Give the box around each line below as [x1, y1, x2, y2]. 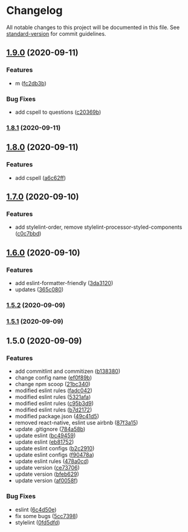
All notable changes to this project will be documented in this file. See [6, 24, 180, 31]
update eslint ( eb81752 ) [15, 438, 74, 445]
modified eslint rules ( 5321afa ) [15, 393, 91, 401]
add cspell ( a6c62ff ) [15, 174, 66, 182]
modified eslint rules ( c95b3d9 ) [15, 400, 94, 407]
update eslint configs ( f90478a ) [15, 452, 95, 459]
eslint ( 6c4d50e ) [15, 506, 57, 513]
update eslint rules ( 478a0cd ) [15, 458, 89, 465]
